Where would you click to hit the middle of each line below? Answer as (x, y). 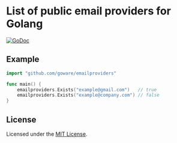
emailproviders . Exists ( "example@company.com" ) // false (88, 95)
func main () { (24, 84)
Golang (25, 24)
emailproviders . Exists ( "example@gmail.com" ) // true (87, 90)
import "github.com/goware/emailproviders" (61, 73)
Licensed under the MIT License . (47, 134)
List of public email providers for (88, 11)
